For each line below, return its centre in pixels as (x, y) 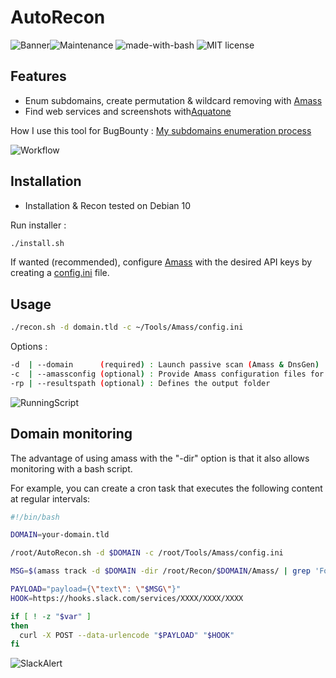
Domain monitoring (71, 434)
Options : (29, 347)
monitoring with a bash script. (71, 468)
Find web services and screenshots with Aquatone (128, 111)
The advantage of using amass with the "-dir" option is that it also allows (160, 458)
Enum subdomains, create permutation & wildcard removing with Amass (173, 100)
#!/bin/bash (35, 517)
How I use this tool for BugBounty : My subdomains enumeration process (161, 130)
